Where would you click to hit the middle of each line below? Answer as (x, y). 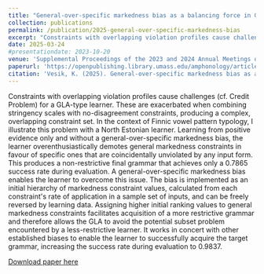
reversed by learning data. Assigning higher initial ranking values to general (130, 204)
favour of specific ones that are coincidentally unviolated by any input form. (130, 155)
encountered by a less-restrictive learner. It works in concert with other (124, 229)
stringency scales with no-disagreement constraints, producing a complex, (130, 113)
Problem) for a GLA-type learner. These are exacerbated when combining (128, 104)
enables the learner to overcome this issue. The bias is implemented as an (128, 179)
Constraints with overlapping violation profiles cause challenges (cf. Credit (129, 96)
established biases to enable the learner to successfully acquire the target (128, 238)
